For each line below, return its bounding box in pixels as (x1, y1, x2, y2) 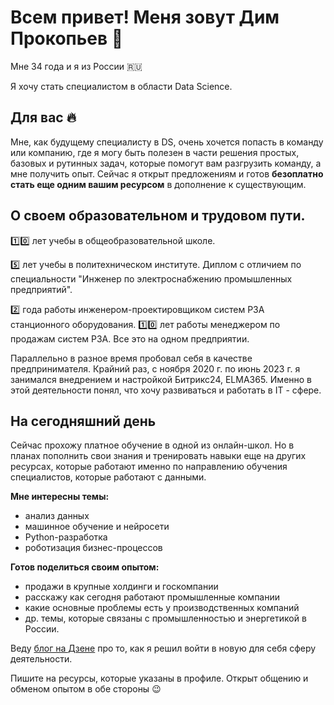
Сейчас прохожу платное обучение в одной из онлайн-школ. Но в (10, 439, 295, 451)
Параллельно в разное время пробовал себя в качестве (10, 352, 253, 364)
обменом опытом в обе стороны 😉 (10, 683, 162, 695)
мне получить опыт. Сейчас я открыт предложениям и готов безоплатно (10, 167, 324, 180)
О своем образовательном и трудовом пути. (10, 207, 306, 225)
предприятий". (10, 283, 73, 295)
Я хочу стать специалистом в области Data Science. (10, 80, 233, 92)
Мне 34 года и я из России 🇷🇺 (10, 60, 143, 72)
